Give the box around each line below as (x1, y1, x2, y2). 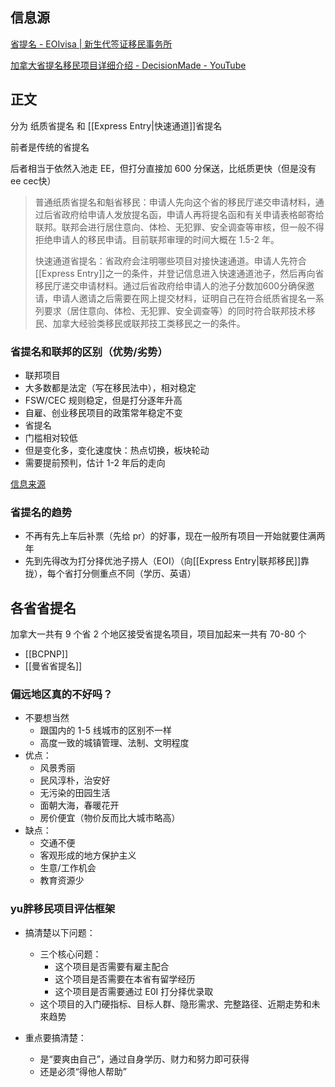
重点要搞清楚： (24, 1031, 87, 1043)
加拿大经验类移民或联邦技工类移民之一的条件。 (52, 317, 246, 329)
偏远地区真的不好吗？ (10, 687, 113, 701)
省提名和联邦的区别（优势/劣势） (10, 344, 168, 358)
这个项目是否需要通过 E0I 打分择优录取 (54, 985, 214, 997)
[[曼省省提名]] (24, 660, 83, 672)
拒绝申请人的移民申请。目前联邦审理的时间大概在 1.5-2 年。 (34, 233, 280, 245)
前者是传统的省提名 (10, 141, 90, 153)
